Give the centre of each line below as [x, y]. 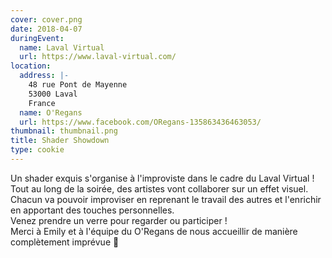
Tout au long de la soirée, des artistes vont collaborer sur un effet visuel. [159, 188]
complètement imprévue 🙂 [65, 242]
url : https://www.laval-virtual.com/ [98, 57]
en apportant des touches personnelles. [92, 210]
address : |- [44, 76]
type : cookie [37, 150]
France [42, 103]
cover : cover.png [46, 19]
